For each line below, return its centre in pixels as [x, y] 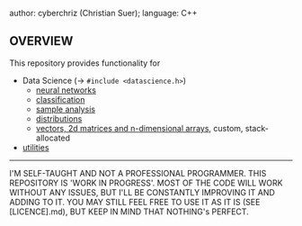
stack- [257, 128]
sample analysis [66, 109]
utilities [36, 147]
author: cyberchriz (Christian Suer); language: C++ [103, 13]
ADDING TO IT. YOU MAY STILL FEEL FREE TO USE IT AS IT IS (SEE [135, 202]
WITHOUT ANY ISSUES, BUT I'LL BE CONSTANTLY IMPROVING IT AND [142, 192]
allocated [53, 138]
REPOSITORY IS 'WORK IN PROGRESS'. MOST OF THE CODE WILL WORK [146, 183]
